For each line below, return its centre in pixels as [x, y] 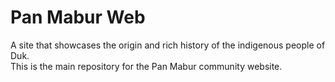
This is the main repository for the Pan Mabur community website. [146, 66]
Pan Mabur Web [78, 17]
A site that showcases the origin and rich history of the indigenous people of [168, 45]
